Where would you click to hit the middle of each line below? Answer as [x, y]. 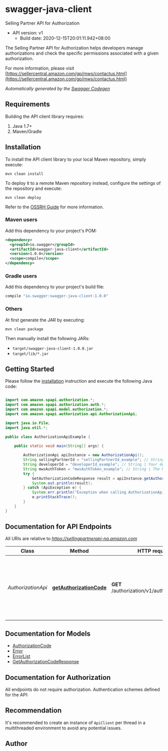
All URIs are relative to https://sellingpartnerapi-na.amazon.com [71, 539]
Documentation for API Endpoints [58, 527]
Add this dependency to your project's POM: [51, 230]
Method [79, 551]
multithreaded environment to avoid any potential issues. [63, 728]
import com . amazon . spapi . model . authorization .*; [57, 409]
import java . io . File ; [28, 423]
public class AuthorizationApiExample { [48, 437]
